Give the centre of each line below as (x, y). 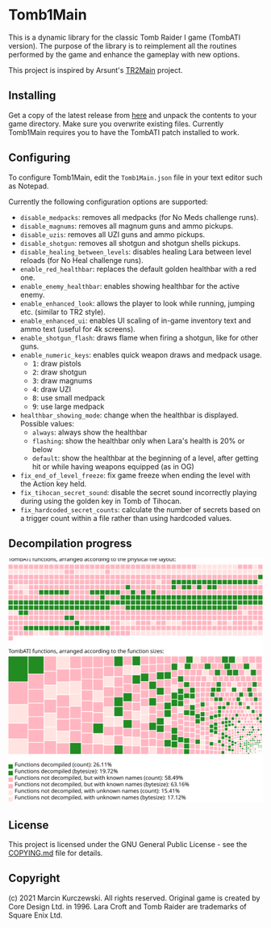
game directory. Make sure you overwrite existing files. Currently (116, 124)
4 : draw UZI (52, 389)
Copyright (34, 878)
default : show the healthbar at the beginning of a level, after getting (145, 458)
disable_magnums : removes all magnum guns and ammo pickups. (127, 226)
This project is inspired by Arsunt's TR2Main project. (96, 70)
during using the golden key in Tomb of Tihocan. (101, 501)
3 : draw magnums (62, 380)
